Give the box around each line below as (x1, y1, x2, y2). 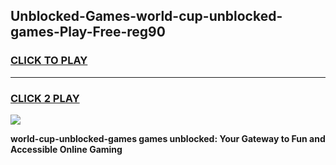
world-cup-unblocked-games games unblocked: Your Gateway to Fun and (10, 132, 326, 144)
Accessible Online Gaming (10, 143, 123, 155)
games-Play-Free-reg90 (10, 24, 166, 41)
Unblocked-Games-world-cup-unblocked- (10, 8, 283, 25)
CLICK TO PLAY (10, 54, 88, 68)
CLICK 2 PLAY (10, 91, 80, 105)
